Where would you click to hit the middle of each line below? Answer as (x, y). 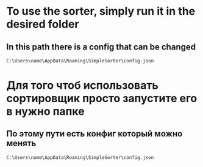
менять (21, 143)
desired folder (43, 24)
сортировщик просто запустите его (102, 98)
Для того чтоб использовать (82, 85)
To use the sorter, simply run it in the (101, 11)
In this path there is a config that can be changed (101, 47)
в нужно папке (45, 112)
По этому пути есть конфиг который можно (94, 134)
